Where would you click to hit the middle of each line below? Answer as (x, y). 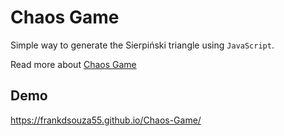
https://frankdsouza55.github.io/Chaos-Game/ (106, 120)
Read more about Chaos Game (73, 64)
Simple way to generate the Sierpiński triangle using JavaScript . (142, 45)
